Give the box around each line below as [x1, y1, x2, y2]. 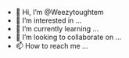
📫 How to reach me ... [15, 42, 88, 50]
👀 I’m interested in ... [15, 16, 82, 25]
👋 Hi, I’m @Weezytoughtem [15, 8, 104, 16]
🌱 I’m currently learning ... [15, 24, 99, 33]
